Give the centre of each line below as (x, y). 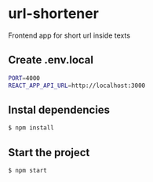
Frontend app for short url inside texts (69, 35)
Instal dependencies (59, 109)
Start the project (49, 153)
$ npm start (27, 170)
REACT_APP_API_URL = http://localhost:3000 (77, 86)
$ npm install (31, 128)
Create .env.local (51, 60)
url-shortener (54, 14)
